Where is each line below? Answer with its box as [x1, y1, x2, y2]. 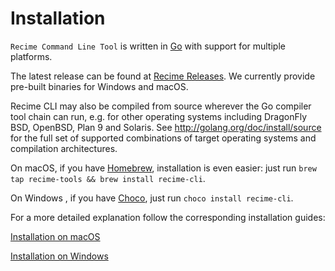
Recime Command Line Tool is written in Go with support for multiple [10, 40, 286, 52]
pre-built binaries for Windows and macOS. [10, 80, 189, 92]
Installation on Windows [10, 250, 109, 262]
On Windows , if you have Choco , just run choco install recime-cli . [10, 192, 294, 204]
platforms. [10, 50, 53, 62]
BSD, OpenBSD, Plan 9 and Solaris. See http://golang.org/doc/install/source [10, 121, 322, 133]
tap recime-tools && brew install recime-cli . [10, 172, 206, 184]
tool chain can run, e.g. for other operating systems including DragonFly [10, 110, 308, 122]
